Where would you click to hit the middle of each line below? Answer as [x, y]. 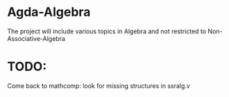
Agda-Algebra [49, 12]
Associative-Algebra [36, 38]
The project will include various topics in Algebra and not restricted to [107, 31]
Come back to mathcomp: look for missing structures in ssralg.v [99, 86]
